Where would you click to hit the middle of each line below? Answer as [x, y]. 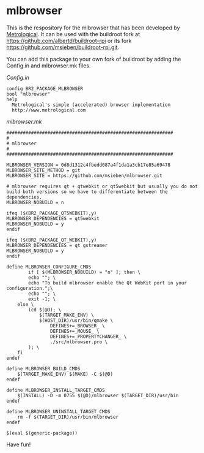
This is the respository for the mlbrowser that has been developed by [93, 28]
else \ [26, 304]
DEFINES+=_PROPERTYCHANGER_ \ [88, 337]
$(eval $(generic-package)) [42, 433]
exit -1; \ [42, 299]
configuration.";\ [30, 288]
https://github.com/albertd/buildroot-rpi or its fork [69, 40]
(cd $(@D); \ [45, 310]
